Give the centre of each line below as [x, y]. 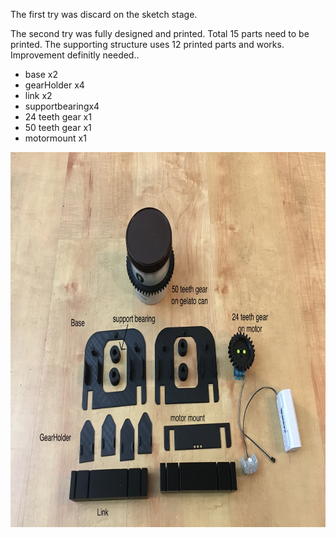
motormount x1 [55, 138]
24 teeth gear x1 [58, 117]
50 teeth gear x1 [58, 127]
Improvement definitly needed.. [75, 55]
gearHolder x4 [54, 85]
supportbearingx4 [62, 106]
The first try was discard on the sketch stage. [104, 14]
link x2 [38, 95]
